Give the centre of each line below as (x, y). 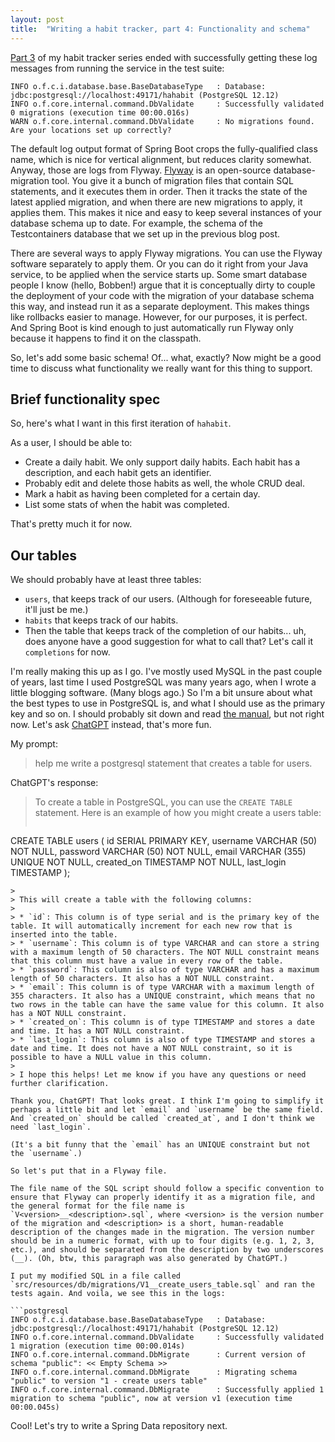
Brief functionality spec (85, 399)
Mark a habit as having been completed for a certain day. (142, 494)
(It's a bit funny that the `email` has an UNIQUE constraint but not (160, 1145)
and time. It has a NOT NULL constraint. (98, 1031)
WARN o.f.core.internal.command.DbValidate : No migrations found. (162, 121)
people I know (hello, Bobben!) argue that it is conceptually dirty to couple (163, 285)
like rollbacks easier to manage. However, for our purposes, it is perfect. (159, 317)
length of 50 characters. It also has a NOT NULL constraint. (142, 979)
